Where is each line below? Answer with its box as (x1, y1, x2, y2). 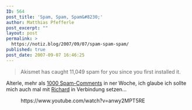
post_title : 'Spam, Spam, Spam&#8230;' (6, 14, 103, 20)
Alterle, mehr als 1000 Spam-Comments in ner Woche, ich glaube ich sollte (6, 80, 187, 87)
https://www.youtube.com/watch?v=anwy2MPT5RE (20, 97, 145, 104)
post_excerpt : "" (6, 25, 48, 31)
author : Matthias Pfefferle (6, 19, 75, 25)
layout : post (6, 30, 38, 36)
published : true (6, 47, 46, 53)
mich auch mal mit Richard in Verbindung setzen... (6, 85, 127, 92)
